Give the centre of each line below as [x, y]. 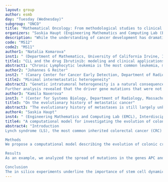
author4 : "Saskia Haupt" [31, 112]
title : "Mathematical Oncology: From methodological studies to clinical [84, 28]
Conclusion [16, 167]
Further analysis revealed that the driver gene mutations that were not [84, 89]
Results [13, 153]
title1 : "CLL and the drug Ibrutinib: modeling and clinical [70, 61]
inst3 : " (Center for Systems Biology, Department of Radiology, [74, 98]
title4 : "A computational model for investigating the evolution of [78, 121]
